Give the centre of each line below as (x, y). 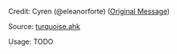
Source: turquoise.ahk (44, 26)
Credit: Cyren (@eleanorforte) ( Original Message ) (89, 11)
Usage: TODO (31, 41)
